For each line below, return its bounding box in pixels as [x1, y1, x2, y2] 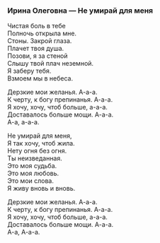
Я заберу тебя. [7, 66, 52, 76]
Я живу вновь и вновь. [7, 184, 76, 193]
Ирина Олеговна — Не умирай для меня [7, 6, 154, 16]
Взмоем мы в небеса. [7, 74, 73, 83]
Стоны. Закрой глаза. [7, 37, 72, 45]
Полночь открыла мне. [7, 29, 76, 37]
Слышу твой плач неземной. [7, 59, 94, 68]
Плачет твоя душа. [7, 45, 64, 53]
